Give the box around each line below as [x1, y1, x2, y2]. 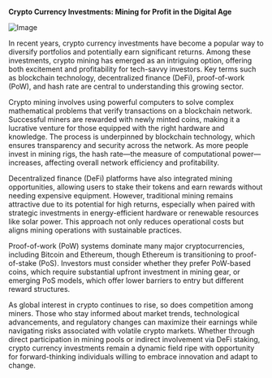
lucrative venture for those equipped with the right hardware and [8, 124, 225, 133]
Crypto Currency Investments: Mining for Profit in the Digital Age [8, 7, 232, 16]
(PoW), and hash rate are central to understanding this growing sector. [8, 81, 244, 91]
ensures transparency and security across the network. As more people [8, 141, 249, 150]
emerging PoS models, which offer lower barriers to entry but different [8, 276, 244, 285]
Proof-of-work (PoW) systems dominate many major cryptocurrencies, [8, 241, 245, 250]
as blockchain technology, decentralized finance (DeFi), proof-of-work [8, 73, 245, 82]
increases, [8, 158, 43, 167]
